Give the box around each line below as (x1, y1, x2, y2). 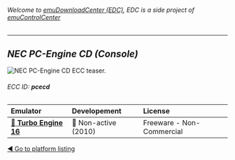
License (143, 106, 170, 116)
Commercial (143, 126, 183, 136)
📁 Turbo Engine (10, 118, 63, 128)
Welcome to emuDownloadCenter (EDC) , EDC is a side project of (7, 6, 194, 14)
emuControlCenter (7, 13, 61, 21)
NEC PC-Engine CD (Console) (7, 48, 138, 59)
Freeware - (143, 118, 180, 128)
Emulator (10, 106, 42, 116)
